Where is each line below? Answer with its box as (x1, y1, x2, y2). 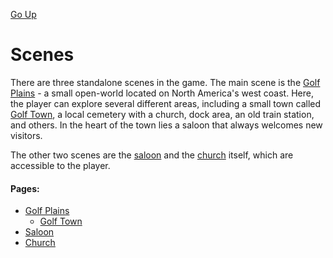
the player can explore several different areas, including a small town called (10, 97, 322, 109)
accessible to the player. (10, 159, 111, 171)
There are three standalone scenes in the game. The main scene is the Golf (10, 76, 321, 88)
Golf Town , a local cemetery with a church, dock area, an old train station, (10, 108, 315, 120)
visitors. (10, 129, 43, 141)
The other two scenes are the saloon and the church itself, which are (10, 149, 294, 161)
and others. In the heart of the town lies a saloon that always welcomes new (10, 119, 323, 131)
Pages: (10, 182, 40, 194)
